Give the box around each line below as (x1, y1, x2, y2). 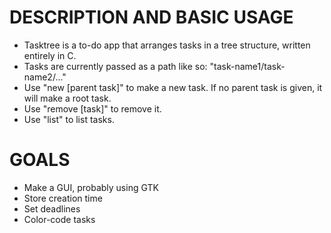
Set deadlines (23, 202, 81, 215)
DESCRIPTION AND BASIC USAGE (9, 6, 294, 29)
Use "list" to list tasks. (23, 113, 115, 125)
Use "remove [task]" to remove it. (23, 102, 162, 115)
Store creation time (23, 192, 103, 204)
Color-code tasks (23, 213, 96, 225)
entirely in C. (23, 49, 77, 61)
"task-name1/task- (209, 60, 286, 72)
